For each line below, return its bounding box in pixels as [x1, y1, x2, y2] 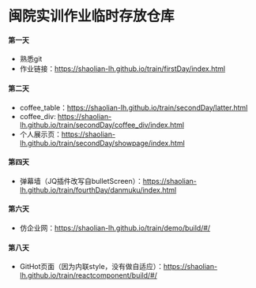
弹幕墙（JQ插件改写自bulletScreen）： [19, 176, 144, 185]
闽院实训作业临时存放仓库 [8, 7, 175, 25]
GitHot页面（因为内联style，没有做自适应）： [19, 262, 164, 271]
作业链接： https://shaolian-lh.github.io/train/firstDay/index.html [19, 64, 226, 73]
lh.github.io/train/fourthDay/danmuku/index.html [19, 185, 177, 194]
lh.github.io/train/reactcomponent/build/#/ [19, 271, 158, 280]
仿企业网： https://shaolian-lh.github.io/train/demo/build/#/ [19, 223, 211, 233]
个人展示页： [19, 129, 62, 139]
